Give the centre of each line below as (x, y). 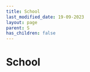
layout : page (22, 22)
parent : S (18, 28)
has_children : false (31, 33)
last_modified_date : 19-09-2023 (45, 17)
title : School (23, 11)
